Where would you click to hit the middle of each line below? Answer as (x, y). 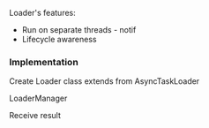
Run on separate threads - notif (79, 30)
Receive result (35, 116)
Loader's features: (43, 13)
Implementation (44, 62)
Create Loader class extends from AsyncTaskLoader (104, 81)
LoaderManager (38, 98)
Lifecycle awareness (59, 39)
